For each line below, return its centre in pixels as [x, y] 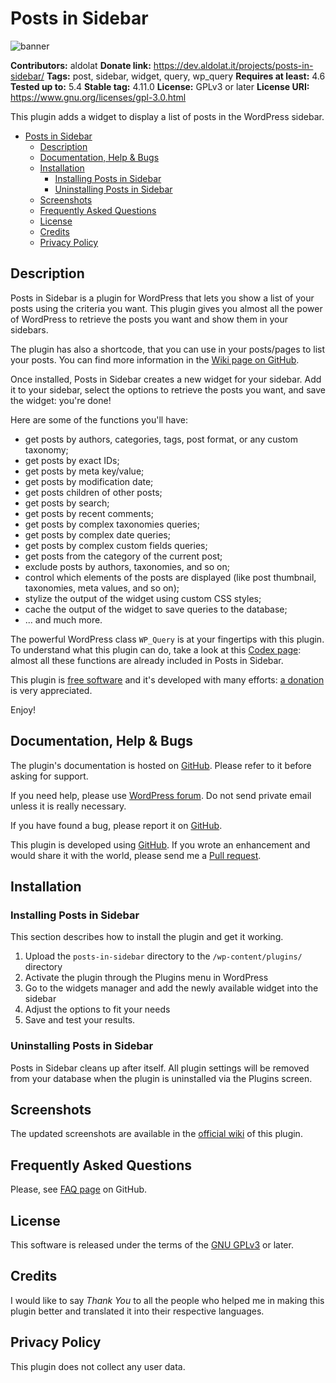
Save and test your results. [80, 1020]
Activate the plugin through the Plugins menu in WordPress [146, 978]
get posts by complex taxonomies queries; [112, 524]
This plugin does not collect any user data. [98, 1366]
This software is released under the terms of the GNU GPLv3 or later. [152, 1244]
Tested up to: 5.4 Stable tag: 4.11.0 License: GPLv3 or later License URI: [160, 86]
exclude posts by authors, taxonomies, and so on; [127, 566]
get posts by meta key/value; [84, 471]
